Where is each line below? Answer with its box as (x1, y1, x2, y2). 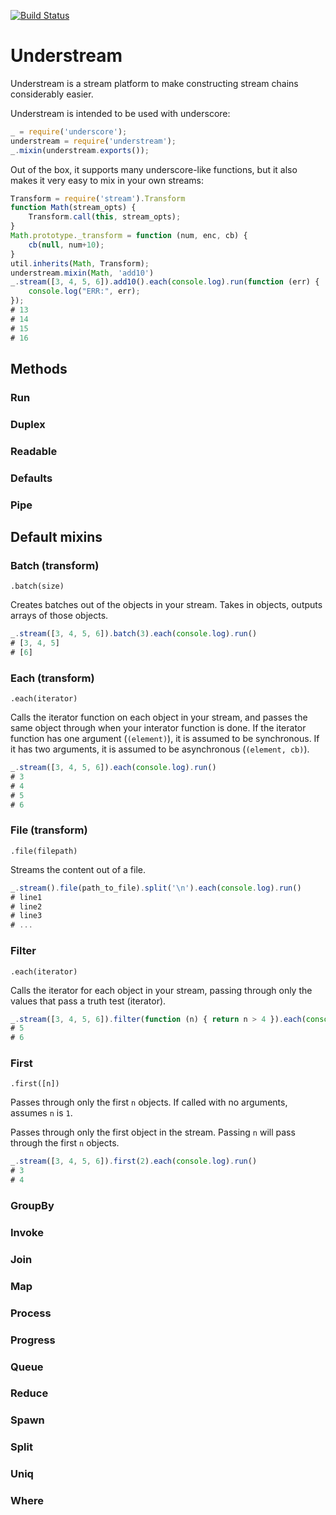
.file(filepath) (10, 846, 78, 856)
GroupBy (10, 1198, 55, 1212)
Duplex (10, 417, 46, 431)
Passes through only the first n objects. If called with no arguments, (10, 1096, 288, 1109)
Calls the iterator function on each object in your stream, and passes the (10, 711, 308, 724)
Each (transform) (10, 671, 95, 685)
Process (10, 1306, 52, 1320)
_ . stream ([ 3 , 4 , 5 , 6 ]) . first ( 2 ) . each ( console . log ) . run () (10, 1156, 258, 1167)
